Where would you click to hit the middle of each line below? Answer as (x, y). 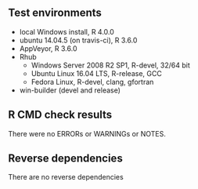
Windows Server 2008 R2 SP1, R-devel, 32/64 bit (110, 65)
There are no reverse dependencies (66, 177)
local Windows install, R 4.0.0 (67, 31)
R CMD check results (60, 115)
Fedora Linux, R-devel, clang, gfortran (92, 82)
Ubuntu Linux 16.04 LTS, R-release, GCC (96, 73)
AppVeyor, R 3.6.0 (48, 48)
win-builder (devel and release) (70, 90)
